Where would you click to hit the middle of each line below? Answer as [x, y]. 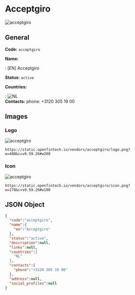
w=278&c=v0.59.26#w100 [28, 190]
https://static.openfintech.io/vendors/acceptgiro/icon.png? [68, 186]
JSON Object [25, 205]
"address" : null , [26, 279]
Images [16, 116]
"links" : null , [23, 247]
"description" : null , [30, 243]
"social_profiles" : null [33, 283]
